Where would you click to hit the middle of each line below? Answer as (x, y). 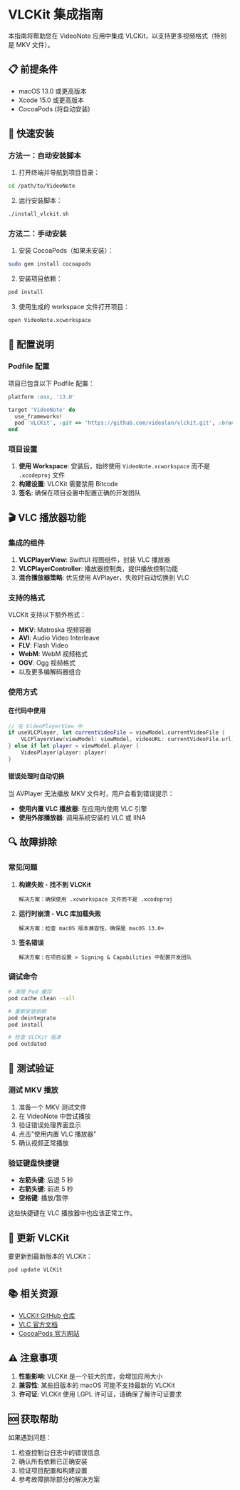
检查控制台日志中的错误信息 (59, 1453)
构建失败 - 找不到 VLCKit (54, 884)
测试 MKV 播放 (33, 1090)
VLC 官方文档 (38, 1324)
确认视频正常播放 (43, 1142)
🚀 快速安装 (31, 134)
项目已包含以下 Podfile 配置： (51, 383)
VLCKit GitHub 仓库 (47, 1315)
